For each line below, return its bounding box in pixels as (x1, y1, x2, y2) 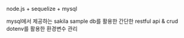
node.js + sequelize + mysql (6, 5, 78, 12)
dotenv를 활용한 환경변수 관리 (6, 25, 78, 32)
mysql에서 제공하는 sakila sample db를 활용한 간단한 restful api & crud (6, 17, 178, 25)
